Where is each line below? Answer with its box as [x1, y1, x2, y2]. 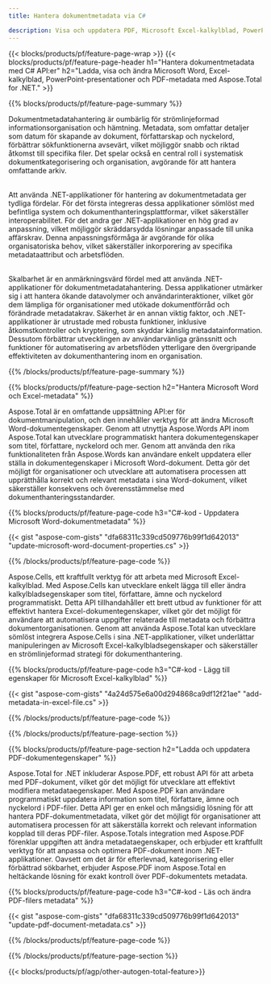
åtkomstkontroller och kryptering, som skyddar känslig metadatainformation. [8, 325, 263, 335]
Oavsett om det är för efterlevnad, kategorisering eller [55, 854, 234, 864]
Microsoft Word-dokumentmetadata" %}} [8, 516, 147, 526]
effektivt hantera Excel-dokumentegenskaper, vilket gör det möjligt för [8, 606, 242, 615]
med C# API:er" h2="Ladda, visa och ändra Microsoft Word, [8, 65, 208, 75]
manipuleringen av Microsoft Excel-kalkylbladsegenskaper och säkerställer [8, 640, 258, 650]
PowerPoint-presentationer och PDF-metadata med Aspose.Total [45, 74, 262, 84]
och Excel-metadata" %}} [8, 390, 94, 400]
